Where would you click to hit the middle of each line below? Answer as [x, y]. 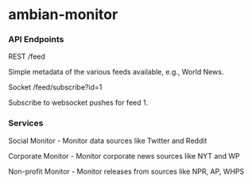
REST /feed [27, 56]
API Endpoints [36, 40]
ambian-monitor [63, 15]
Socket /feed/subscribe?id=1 [55, 87]
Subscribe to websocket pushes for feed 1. [78, 103]
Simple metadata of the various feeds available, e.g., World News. [116, 72]
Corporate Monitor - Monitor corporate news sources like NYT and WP [124, 155]
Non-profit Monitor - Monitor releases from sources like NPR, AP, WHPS [126, 171]
